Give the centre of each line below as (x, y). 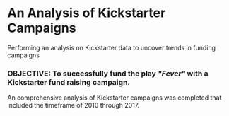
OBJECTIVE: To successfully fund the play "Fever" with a (108, 74)
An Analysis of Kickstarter (87, 13)
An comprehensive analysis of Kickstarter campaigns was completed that (114, 98)
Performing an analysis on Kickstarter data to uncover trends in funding (112, 47)
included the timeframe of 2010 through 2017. (74, 105)
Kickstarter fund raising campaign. (69, 82)
